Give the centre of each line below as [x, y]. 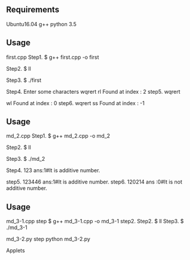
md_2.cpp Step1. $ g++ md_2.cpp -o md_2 [58, 136]
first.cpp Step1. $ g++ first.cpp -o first [53, 57]
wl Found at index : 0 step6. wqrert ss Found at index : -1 [75, 103]
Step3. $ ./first [24, 80]
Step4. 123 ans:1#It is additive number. [53, 170]
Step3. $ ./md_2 [26, 159]
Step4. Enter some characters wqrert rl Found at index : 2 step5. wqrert [93, 91]
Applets [16, 251]
